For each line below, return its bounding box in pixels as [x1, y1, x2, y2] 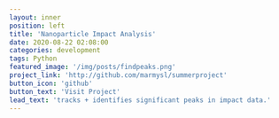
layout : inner [9, 12, 62, 22]
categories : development [9, 46, 101, 55]
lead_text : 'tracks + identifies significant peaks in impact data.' [9, 95, 272, 105]
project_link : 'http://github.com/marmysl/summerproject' [9, 71, 228, 80]
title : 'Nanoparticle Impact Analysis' [9, 29, 157, 38]
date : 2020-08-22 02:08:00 [9, 37, 109, 47]
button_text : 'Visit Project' [9, 87, 121, 96]
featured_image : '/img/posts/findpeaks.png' [9, 63, 176, 72]
